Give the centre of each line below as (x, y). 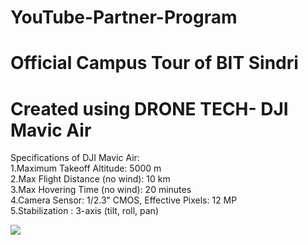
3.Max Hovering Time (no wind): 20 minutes (101, 190)
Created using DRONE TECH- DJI (149, 108)
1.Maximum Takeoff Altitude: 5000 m (86, 168)
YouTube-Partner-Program (124, 17)
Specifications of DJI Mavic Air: (75, 158)
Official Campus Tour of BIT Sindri (154, 63)
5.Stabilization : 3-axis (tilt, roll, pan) (85, 211)
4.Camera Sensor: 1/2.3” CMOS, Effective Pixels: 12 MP (124, 200)
